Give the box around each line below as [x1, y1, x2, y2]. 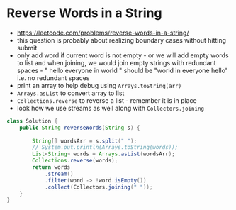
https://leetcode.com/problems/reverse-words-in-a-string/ [16, 28, 189, 37]
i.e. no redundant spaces [16, 73, 90, 82]
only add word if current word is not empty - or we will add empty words [16, 51, 229, 60]
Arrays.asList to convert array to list [16, 89, 125, 97]
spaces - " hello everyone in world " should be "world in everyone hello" [16, 66, 228, 74]
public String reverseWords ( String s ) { [19, 124, 140, 131]
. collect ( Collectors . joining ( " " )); [44, 183, 153, 191]
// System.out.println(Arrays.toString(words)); [32, 144, 179, 151]
